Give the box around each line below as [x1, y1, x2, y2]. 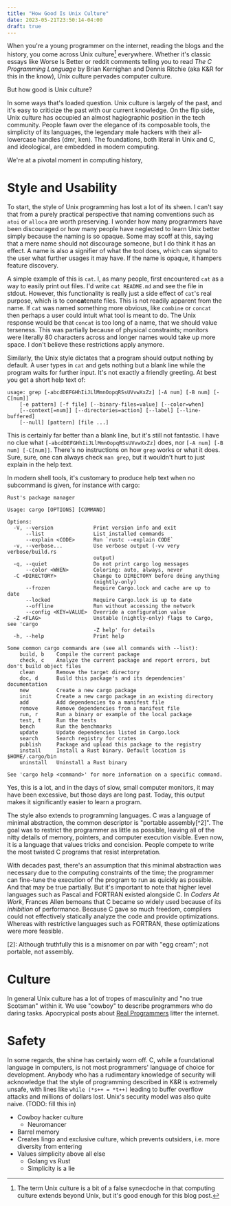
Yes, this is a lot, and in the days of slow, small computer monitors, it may [7, 783, 214, 791]
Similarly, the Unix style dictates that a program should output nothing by [7, 354, 214, 362]
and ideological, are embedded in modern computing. [7, 142, 159, 151]
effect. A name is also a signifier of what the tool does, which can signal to [7, 246, 218, 255]
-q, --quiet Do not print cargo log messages [13, 560, 189, 568]
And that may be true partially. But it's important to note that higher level [7, 883, 212, 891]
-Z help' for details [93, 627, 155, 634]
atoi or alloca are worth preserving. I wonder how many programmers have [7, 217, 223, 226]
